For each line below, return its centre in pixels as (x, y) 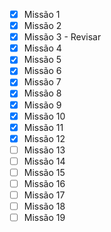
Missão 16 (44, 183)
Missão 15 (44, 172)
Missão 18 (44, 206)
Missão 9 (42, 105)
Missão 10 (44, 116)
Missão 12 (44, 138)
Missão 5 (42, 60)
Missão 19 (44, 218)
